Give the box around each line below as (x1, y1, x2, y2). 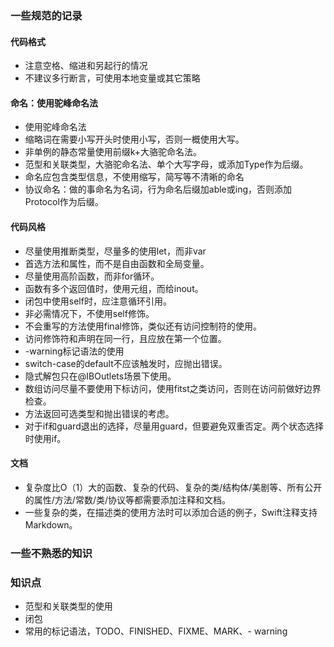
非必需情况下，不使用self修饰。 (24, 307, 155, 319)
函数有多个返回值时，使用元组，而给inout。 (24, 282, 204, 294)
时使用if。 (24, 432, 67, 444)
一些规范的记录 (10, 8, 83, 22)
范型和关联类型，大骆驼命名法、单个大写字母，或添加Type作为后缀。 (24, 158, 309, 171)
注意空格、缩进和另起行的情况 (24, 60, 148, 72)
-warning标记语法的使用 (24, 345, 125, 357)
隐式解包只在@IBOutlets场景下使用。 (24, 370, 177, 382)
